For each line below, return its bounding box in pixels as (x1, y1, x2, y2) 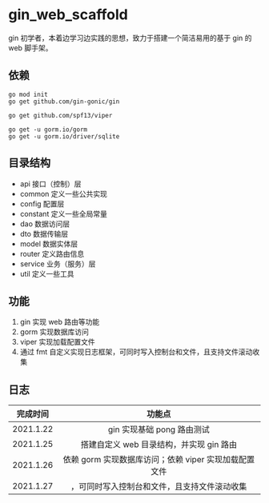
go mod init (8, 90, 48, 98)
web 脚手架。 (8, 42, 53, 53)
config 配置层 (19, 198, 65, 209)
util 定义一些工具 (19, 269, 74, 278)
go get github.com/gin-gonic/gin (8, 98, 120, 106)
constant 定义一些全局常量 (19, 209, 108, 218)
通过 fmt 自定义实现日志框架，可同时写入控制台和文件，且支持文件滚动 (19, 347, 253, 357)
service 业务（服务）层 (19, 258, 96, 269)
